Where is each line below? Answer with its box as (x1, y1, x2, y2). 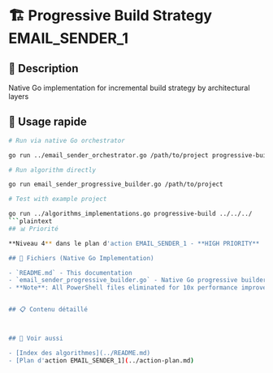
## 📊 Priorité (8, 225, 58, 233)
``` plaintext (8, 217, 53, 225)
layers (8, 92, 29, 101)
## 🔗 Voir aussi (8, 334, 63, 343)
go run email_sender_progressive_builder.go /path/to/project (8, 180, 223, 189)
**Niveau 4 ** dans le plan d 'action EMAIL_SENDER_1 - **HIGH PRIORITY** (8, 239, 260, 247)
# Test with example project (8, 195, 107, 204)
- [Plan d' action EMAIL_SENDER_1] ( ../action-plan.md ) (8, 356, 195, 365)
